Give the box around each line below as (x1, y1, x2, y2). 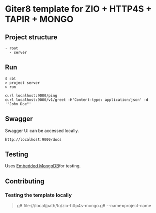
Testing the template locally (5, 192, 72, 198)
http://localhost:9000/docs (5, 137, 62, 142)
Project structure (5, 33, 58, 41)
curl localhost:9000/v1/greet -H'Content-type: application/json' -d (5, 97, 149, 102)
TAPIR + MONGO (5, 14, 74, 25)
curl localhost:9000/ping (5, 93, 57, 98)
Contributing (5, 177, 45, 185)
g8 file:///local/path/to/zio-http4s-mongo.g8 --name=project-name (16, 203, 152, 209)
